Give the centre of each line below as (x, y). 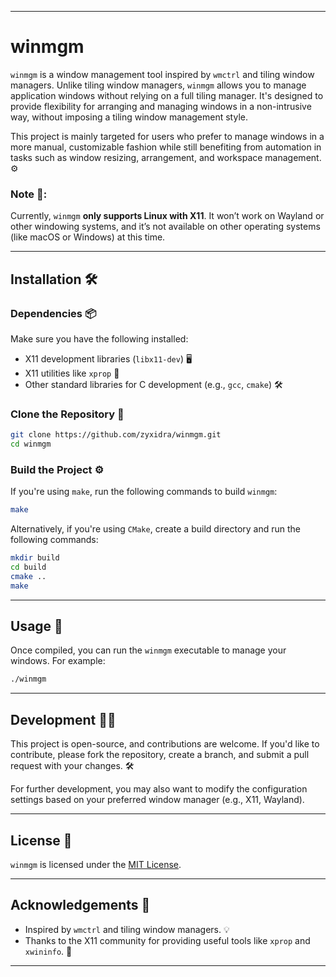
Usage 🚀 (36, 626)
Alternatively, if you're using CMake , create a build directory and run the (156, 529)
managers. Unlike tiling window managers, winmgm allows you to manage (158, 85)
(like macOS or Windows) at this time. (88, 237)
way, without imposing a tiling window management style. (129, 117)
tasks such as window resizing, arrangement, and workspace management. (166, 157)
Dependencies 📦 (53, 313)
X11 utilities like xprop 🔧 (72, 373)
